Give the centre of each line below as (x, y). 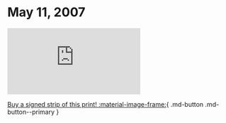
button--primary (31, 112)
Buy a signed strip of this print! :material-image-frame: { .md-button (106, 104)
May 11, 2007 (46, 12)
